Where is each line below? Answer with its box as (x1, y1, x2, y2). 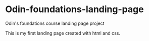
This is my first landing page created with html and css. (5, 30, 120, 36)
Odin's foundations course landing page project (5, 20, 105, 26)
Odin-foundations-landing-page (5, 4, 144, 15)
